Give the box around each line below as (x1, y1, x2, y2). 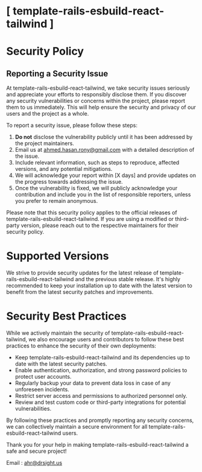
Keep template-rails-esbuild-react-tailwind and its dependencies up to (14, 354, 191, 361)
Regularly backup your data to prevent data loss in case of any (14, 379, 171, 387)
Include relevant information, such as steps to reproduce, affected (14, 159, 180, 166)
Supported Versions (6, 249, 109, 263)
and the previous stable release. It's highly (75, 276, 181, 283)
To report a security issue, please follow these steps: (6, 122, 137, 129)
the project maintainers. (14, 140, 74, 147)
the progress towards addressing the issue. (14, 178, 123, 185)
